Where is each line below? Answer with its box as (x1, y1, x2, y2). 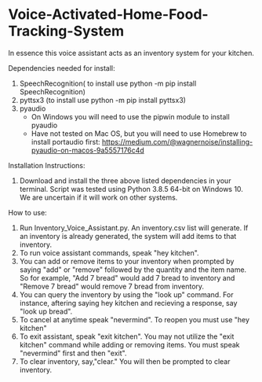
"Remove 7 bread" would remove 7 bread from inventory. (19, 281, 205, 291)
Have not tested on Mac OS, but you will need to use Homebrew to (31, 128, 247, 138)
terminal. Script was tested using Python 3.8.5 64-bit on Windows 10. (19, 184, 243, 193)
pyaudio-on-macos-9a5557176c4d (31, 145, 145, 155)
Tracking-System (8, 22, 124, 40)
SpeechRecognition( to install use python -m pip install (19, 79, 197, 88)
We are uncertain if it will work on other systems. (19, 193, 178, 202)
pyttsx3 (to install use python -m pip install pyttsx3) (19, 95, 187, 105)
